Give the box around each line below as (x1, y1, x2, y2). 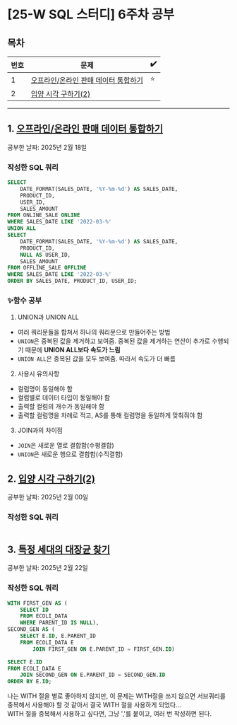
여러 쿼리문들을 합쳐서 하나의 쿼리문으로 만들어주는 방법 (17, 328, 171, 337)
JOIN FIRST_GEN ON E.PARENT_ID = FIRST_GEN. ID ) (32, 645, 175, 653)
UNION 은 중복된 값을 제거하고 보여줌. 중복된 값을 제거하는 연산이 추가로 (17, 337, 210, 345)
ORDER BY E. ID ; (7, 678, 52, 685)
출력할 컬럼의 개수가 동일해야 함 (17, 402, 104, 411)
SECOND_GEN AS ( (7, 626, 55, 633)
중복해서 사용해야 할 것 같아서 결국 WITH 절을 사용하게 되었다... (7, 701, 181, 709)
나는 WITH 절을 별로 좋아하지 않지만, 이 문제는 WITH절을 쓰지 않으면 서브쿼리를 (7, 692, 226, 700)
